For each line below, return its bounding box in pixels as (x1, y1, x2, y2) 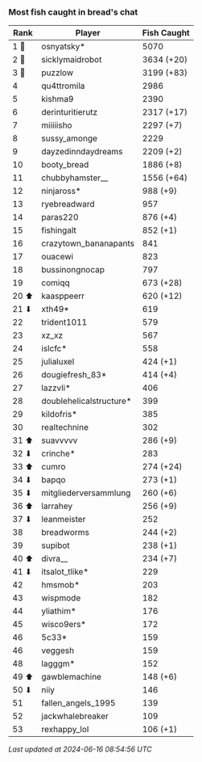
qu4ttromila (41, 80, 85, 91)
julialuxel (41, 356, 75, 368)
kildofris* (41, 409, 78, 420)
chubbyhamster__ (41, 172, 109, 183)
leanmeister (41, 514, 86, 525)
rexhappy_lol (41, 724, 89, 735)
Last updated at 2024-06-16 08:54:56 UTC (8, 744, 153, 754)
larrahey (41, 500, 73, 512)
